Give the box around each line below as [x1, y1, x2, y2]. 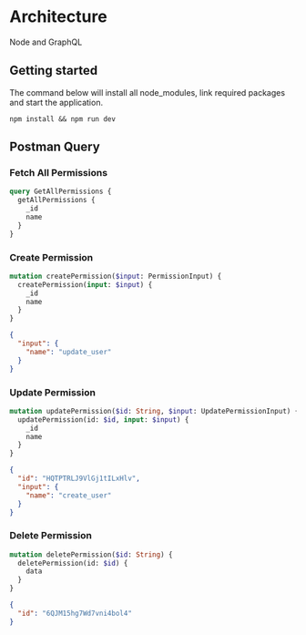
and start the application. [9, 97, 103, 108]
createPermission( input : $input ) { [17, 280, 153, 289]
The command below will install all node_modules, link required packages [9, 87, 285, 97]
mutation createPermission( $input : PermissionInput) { [9, 271, 222, 281]
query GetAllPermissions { [9, 187, 112, 197]
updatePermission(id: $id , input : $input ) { [17, 415, 189, 425]
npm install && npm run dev [9, 114, 117, 124]
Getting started [9, 63, 98, 78]
